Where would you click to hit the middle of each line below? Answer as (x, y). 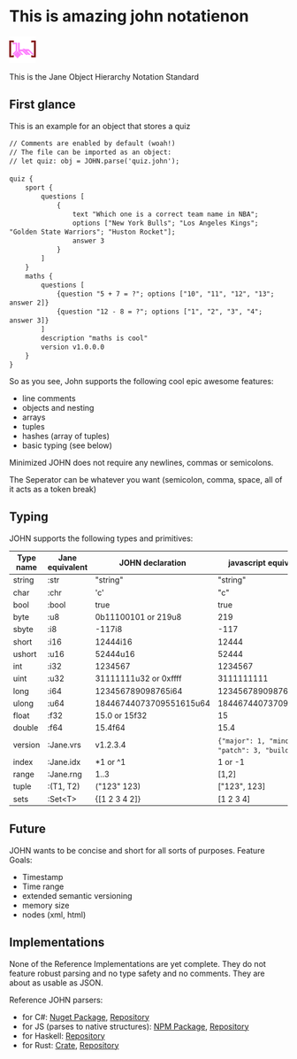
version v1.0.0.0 (72, 347)
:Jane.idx (64, 761)
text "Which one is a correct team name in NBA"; (165, 214)
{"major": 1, (242, 741)
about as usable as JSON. (56, 982)
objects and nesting (58, 407)
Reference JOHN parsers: (56, 1000)
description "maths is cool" (95, 338)
